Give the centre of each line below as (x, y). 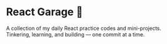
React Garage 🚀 (45, 12)
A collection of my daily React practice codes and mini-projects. (84, 28)
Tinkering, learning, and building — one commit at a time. (76, 34)
